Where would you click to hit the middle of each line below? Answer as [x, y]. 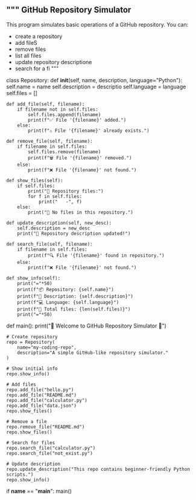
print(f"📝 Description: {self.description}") [75, 296]
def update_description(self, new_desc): [59, 223]
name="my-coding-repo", [47, 347]
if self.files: [36, 186]
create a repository [39, 36]
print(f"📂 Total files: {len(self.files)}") [74, 309]
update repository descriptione [53, 62]
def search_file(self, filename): [50, 244]
